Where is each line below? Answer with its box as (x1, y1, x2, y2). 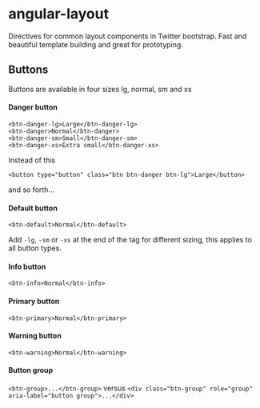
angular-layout (8, 5, 110, 23)
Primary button (8, 296, 60, 306)
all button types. (8, 243, 62, 253)
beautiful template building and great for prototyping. (8, 39, 184, 49)
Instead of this (8, 155, 56, 165)
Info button (8, 262, 46, 271)
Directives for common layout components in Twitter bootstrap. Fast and (8, 31, 247, 41)
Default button (8, 203, 58, 213)
